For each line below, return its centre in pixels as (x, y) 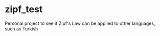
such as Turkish (21, 28)
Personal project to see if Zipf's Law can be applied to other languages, (80, 23)
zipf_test (24, 9)
